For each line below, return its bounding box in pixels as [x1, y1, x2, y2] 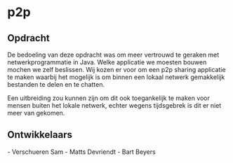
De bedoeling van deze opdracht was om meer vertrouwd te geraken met [7, 50, 220, 59]
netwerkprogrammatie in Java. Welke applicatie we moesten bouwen [7, 58, 207, 66]
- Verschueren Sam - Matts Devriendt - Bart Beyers [7, 148, 156, 156]
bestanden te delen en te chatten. [7, 80, 105, 88]
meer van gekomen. [7, 109, 65, 117]
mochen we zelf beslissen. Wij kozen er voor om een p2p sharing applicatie [7, 66, 226, 73]
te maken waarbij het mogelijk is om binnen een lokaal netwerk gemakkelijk [7, 73, 225, 81]
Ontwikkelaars [7, 129, 72, 141]
